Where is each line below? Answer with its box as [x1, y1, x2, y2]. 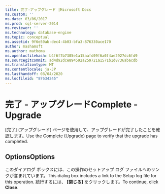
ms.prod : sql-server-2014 [5, 21, 58, 26]
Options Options [5, 153, 55, 161]
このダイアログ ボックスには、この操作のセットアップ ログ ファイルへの [5, 166, 151, 172]
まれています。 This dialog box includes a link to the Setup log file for [18, 172, 157, 178]
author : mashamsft [5, 44, 43, 49]
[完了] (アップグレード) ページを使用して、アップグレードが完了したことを [5, 126, 156, 132]
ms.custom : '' [5, 12, 34, 17]
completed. [5, 138, 28, 144]
